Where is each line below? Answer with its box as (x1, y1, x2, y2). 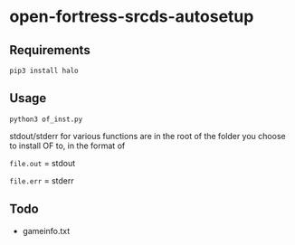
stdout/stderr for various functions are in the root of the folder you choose (9, 130, 287, 141)
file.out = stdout (9, 157, 76, 168)
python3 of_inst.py (9, 115, 83, 124)
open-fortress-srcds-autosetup (9, 6, 254, 27)
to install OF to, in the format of (9, 140, 126, 151)
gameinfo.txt (22, 225, 71, 236)
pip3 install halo (9, 66, 79, 75)
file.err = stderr (9, 174, 74, 186)
